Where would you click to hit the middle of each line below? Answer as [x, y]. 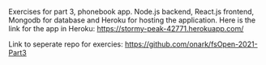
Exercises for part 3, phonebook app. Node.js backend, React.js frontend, [131, 12]
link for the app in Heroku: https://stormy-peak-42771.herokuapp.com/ [126, 28]
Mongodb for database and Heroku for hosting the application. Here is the [132, 20]
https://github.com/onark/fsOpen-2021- [191, 44]
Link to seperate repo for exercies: [66, 44]
